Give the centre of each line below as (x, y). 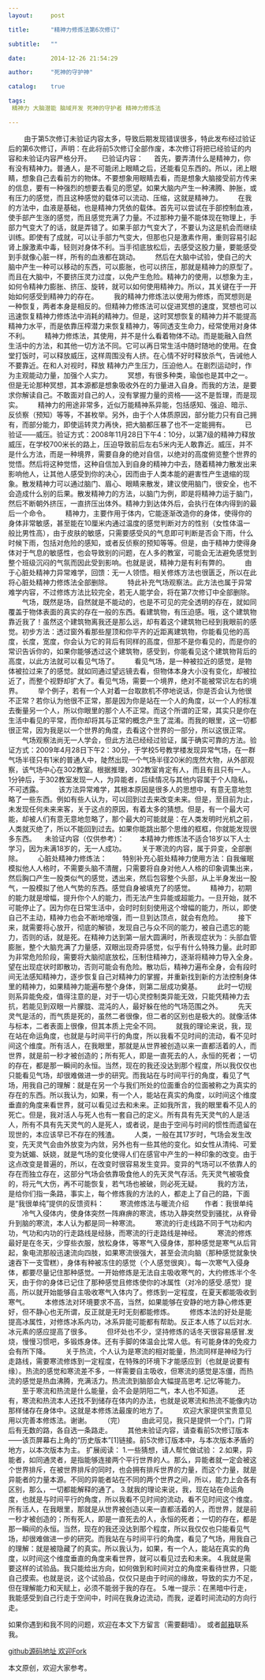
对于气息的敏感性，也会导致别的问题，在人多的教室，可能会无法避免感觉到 (136, 552)
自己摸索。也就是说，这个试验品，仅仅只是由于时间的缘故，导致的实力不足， (132, 1577)
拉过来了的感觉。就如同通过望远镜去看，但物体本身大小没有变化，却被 (136, 670)
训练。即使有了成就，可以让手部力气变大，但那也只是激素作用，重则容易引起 (132, 237)
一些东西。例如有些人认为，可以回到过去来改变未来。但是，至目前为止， (139, 799)
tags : (17, 101)
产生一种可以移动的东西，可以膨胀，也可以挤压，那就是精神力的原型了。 (139, 267)
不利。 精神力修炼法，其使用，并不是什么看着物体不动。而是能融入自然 (130, 335)
